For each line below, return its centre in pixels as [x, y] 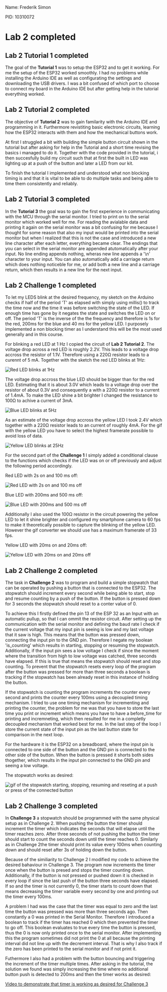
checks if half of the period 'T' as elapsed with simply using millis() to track [82, 303]
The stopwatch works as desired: [39, 775]
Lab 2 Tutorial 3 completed [48, 199]
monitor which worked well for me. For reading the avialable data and [76, 222]
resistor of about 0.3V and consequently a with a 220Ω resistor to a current [82, 390]
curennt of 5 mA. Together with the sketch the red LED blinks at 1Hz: [75, 360]
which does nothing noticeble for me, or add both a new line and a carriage [83, 264]
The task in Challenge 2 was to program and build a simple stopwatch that [82, 583]
